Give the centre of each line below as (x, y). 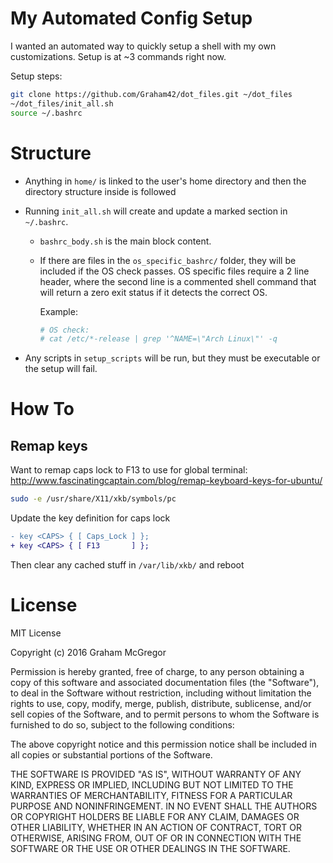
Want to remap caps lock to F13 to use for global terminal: (129, 470)
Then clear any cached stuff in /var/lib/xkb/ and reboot (127, 564)
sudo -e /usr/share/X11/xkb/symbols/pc (93, 499)
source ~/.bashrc (46, 113)
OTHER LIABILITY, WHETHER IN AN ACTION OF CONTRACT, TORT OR (156, 827)
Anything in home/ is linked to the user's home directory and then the (165, 181)
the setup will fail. (61, 369)
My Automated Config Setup (131, 18)
